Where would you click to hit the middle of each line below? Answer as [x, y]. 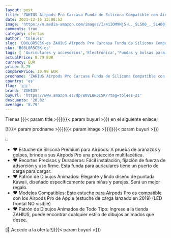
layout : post [19, 10]
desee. [20, 220]
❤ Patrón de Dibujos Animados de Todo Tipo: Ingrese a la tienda [80, 209]
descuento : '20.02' [26, 100]
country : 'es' [20, 81]
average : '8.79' [22, 105]
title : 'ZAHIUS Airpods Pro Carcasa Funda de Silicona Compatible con [82, 15]
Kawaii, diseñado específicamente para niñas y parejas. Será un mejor [86, 182]
